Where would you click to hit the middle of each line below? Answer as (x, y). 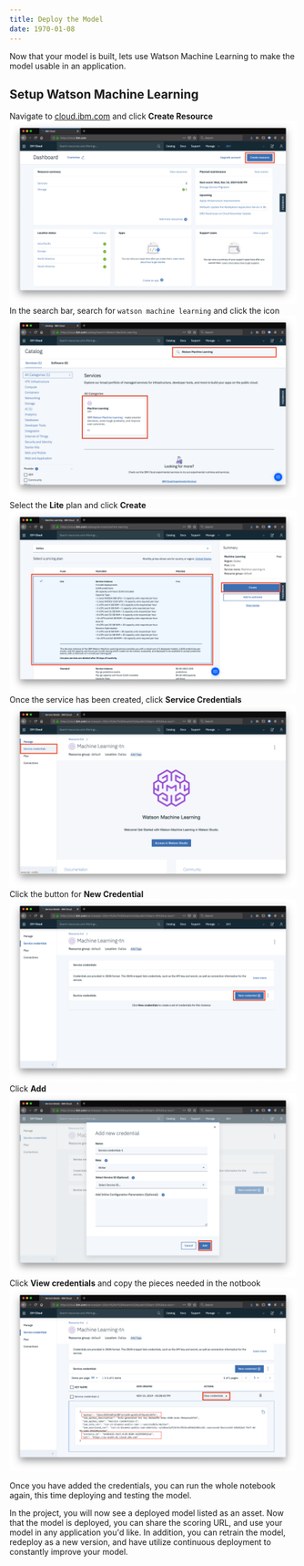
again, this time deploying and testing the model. (101, 1495)
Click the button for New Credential (76, 893)
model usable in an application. (68, 66)
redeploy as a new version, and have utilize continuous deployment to (140, 1541)
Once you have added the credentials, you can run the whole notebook (142, 1485)
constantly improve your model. (69, 1551)
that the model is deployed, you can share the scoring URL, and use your (146, 1522)
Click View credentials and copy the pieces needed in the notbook (135, 1283)
